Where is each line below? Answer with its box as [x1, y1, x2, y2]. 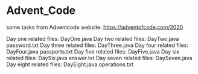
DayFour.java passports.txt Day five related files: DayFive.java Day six [6, 48, 180, 55]
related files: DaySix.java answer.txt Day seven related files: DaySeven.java [6, 54, 193, 61]
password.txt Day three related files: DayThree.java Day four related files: [6, 42, 189, 49]
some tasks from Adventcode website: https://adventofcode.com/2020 [6, 23, 184, 31]
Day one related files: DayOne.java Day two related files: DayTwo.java [6, 35, 179, 42]
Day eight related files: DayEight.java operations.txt [6, 61, 134, 68]
